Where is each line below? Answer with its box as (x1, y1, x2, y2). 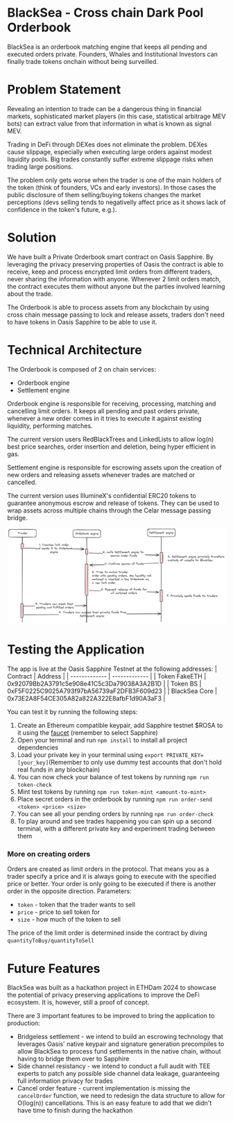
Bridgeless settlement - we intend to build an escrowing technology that (17, 1033, 223, 1041)
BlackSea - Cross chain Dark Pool (7, 5, 204, 21)
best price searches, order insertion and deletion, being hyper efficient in (7, 442, 216, 451)
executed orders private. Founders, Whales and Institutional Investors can (7, 50, 218, 58)
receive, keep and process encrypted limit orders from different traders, (7, 267, 213, 276)
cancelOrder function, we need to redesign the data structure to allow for (17, 1092, 225, 1100)
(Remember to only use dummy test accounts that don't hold (48, 758, 222, 767)
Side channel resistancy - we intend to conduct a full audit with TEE (17, 1062, 211, 1070)
